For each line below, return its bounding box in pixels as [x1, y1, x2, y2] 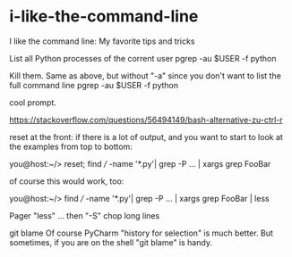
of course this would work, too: [9, 176, 125, 187]
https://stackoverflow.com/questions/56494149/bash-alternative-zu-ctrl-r [9, 114, 284, 125]
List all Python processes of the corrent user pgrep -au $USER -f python [9, 53, 277, 63]
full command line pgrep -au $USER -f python [9, 79, 179, 90]
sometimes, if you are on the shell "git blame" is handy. [9, 236, 213, 247]
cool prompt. [9, 96, 56, 108]
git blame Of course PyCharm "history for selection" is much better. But [9, 228, 273, 238]
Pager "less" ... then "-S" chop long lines [9, 210, 160, 220]
